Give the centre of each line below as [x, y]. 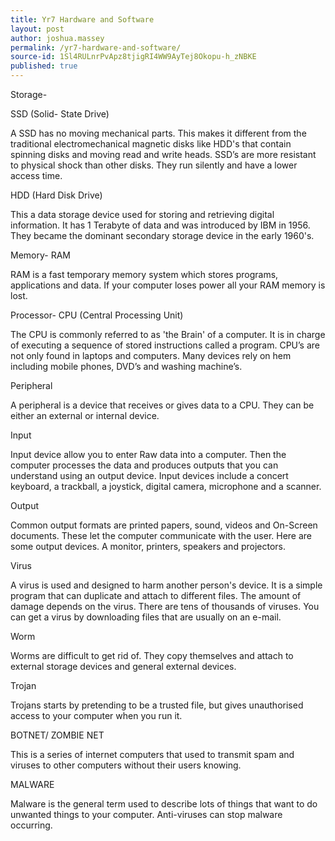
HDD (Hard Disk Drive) [56, 195]
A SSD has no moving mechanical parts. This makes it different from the [158, 133]
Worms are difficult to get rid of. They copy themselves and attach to [152, 655]
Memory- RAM [40, 255]
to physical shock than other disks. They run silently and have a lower [154, 165]
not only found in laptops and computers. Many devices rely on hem [151, 355]
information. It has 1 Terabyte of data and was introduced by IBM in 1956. [160, 225]
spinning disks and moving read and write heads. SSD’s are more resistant [163, 154]
